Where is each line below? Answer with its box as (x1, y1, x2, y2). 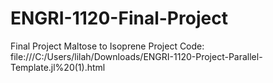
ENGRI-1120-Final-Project (10, 7, 228, 30)
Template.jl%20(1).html (10, 61, 106, 73)
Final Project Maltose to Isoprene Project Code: (10, 40, 205, 52)
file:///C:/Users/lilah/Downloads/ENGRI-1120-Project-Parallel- (10, 50, 263, 62)
